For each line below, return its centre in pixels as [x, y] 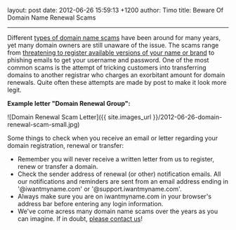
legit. [15, 90]
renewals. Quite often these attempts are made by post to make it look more [117, 82]
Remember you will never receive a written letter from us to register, [116, 159]
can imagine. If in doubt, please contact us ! [80, 219]
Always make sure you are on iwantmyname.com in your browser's [114, 196]
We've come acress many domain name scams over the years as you [118, 211]
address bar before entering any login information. [90, 204]
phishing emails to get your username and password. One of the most [108, 60]
